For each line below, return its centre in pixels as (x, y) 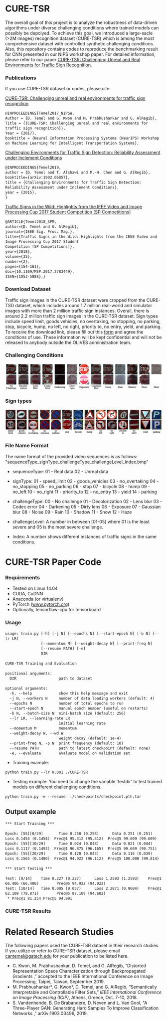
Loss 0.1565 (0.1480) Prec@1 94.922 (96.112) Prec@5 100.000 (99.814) (82, 859)
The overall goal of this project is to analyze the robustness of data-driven (81, 22)
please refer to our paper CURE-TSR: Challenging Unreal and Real (73, 59)
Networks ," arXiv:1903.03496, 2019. (50, 1014)
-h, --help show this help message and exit (69, 693)
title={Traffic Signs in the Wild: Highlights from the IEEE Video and (81, 237)
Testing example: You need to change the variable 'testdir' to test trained (87, 781)
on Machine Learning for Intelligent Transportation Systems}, (72, 143)
